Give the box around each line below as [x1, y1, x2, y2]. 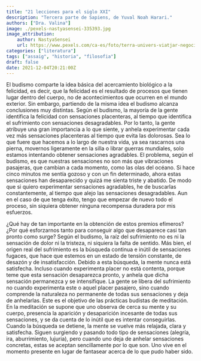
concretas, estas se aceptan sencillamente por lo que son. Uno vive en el [6, 342, 187, 349]
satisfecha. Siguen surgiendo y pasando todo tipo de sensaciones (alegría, [6, 329, 190, 336]
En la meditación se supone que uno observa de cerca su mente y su [6, 303, 176, 311]
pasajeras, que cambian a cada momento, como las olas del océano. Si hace [6, 164, 195, 171]
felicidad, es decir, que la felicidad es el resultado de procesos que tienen [6, 88, 188, 95]
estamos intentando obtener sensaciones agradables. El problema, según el [6, 151, 193, 159]
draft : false [6, 59, 39, 65]
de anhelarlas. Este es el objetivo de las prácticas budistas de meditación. [6, 297, 188, 304]
